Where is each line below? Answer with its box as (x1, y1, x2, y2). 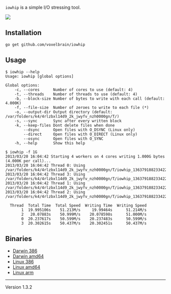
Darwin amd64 (12, 253, 44, 259)
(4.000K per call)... (5, 158, 51, 163)
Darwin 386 (12, 248, 38, 254)
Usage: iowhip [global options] (5, 74, 74, 79)
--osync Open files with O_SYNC (23, 136, 103, 141)
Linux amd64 (12, 264, 41, 270)
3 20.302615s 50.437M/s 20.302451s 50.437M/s (21, 221, 147, 226)
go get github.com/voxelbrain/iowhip (5, 42, 85, 47)
